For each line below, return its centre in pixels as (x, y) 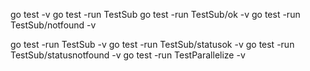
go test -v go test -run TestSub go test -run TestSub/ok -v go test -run (155, 14)
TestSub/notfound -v (53, 25)
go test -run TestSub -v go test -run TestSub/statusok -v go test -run (152, 44)
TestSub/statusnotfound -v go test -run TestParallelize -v (128, 55)
